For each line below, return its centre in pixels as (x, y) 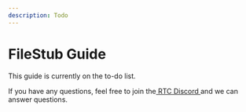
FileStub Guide (57, 54)
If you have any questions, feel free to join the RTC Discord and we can (123, 91)
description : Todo (38, 15)
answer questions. (38, 99)
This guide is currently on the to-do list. (72, 76)
